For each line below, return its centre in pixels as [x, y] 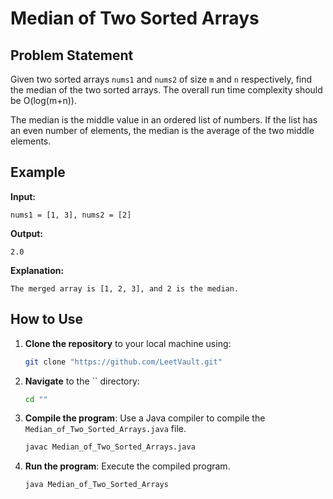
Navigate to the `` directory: [82, 381]
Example [38, 172]
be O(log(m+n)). [44, 100]
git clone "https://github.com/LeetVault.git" [123, 362]
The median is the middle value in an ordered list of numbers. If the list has [164, 120]
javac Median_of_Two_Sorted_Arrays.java [110, 447]
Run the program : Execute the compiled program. [127, 466]
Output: [26, 233]
